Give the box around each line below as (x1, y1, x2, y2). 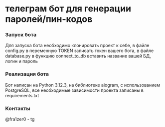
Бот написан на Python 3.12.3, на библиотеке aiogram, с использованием (5, 82, 161, 88)
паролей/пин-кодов (5, 13, 93, 25)
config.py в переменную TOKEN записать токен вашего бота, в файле (5, 48, 154, 54)
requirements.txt (5, 92, 39, 98)
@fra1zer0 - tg (5, 116, 35, 122)
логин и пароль (5, 58, 38, 64)
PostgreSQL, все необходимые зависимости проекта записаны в (5, 87, 144, 93)
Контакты (5, 105, 31, 112)
